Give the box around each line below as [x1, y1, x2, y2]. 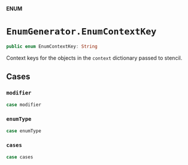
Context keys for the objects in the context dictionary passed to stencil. [6, 54, 183, 62]
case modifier [6, 102, 42, 108]
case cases [6, 154, 34, 160]
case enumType [6, 128, 42, 134]
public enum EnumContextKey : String [6, 43, 98, 50]
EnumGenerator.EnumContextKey [6, 26, 157, 38]
